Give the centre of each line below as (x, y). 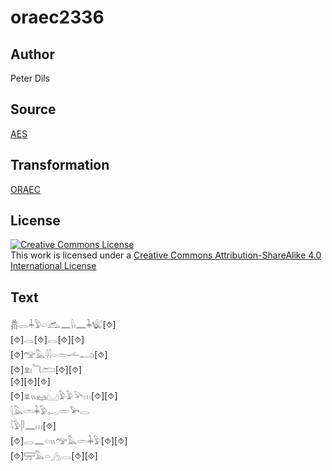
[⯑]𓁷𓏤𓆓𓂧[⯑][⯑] (46, 370)
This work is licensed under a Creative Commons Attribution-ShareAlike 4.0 (166, 255)
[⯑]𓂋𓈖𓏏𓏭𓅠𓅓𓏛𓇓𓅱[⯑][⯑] (69, 441)
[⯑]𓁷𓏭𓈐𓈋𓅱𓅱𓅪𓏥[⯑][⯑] (64, 396)
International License (53, 266)
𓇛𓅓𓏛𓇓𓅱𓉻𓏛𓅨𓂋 (50, 411)
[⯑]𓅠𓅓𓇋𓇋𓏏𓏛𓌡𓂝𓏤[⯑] (59, 355)
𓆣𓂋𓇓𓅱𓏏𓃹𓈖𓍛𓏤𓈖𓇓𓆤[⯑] (63, 325)
